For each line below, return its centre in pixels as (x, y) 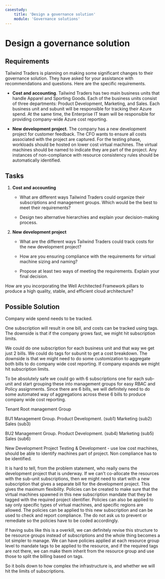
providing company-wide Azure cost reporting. (60, 119)
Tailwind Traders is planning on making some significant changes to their (79, 73)
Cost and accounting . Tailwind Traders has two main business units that (86, 93)
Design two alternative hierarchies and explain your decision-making (89, 217)
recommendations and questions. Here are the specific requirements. (76, 84)
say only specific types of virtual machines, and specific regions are (74, 505)
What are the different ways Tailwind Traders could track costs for (87, 241)
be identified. (18, 459)
